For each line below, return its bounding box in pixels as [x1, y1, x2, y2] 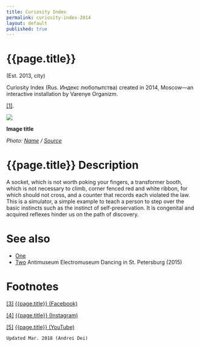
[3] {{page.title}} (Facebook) [6, 300, 78, 307]
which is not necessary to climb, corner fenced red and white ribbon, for [6, 185, 188, 192]
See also [6, 232, 50, 246]
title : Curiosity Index [6, 9, 67, 15]
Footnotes [6, 280, 59, 294]
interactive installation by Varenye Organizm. [6, 91, 119, 98]
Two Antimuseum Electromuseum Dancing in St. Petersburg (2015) [15, 259, 182, 266]
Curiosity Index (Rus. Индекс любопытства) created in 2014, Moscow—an [6, 84, 194, 91]
